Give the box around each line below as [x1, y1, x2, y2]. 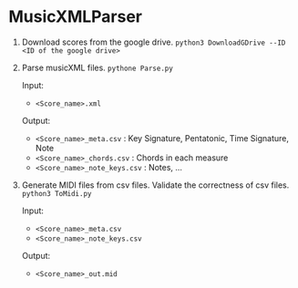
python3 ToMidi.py [21, 189, 92, 198]
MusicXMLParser [8, 6, 143, 27]
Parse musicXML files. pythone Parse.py [21, 62, 174, 73]
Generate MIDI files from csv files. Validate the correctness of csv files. [21, 180, 290, 190]
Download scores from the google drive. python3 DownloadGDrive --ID [21, 36, 286, 47]
